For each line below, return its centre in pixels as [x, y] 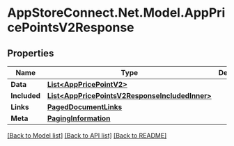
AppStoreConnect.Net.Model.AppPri [116, 13]
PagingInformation [79, 118]
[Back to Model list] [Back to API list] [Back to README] [87, 136]
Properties [31, 53]
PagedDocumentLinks [85, 107]
